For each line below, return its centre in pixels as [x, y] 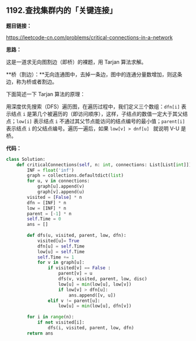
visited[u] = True [58, 241]
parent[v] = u [75, 274]
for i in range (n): [51, 317]
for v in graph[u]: [61, 263]
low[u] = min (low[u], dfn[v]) [95, 306]
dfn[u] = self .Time [61, 246]
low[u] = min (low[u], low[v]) [95, 284]
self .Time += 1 [56, 257]
